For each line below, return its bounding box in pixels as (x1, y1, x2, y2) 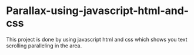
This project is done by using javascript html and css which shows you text (6, 36, 188, 43)
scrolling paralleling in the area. (6, 42, 82, 49)
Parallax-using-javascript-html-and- (6, 4, 189, 18)
